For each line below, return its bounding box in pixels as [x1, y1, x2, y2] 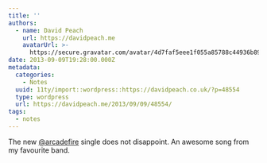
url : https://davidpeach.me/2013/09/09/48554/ [15, 100, 172, 108]
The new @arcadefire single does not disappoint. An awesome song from [8, 137, 250, 146]
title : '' [8, 11, 41, 20]
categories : [15, 71, 56, 79]
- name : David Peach [15, 26, 83, 34]
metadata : [8, 64, 41, 72]
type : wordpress [15, 93, 69, 101]
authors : [8, 19, 37, 27]
